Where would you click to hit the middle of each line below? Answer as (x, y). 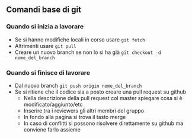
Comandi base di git (44, 10)
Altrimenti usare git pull (45, 46)
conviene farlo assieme (52, 129)
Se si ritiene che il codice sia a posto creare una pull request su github (100, 92)
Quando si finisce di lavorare (48, 72)
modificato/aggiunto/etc (53, 104)
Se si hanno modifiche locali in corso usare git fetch (80, 39)
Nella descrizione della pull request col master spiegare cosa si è (103, 98)
